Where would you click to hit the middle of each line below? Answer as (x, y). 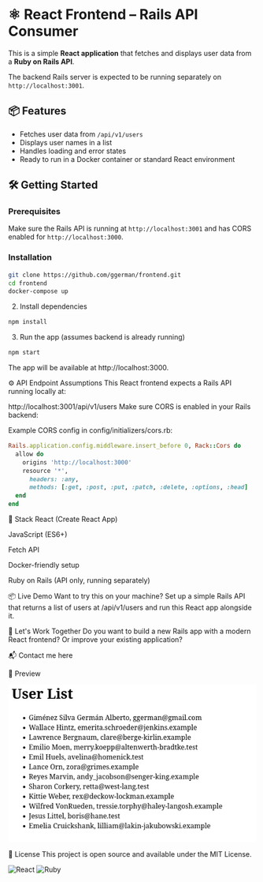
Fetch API (24, 550)
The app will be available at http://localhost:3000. (89, 368)
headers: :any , (54, 479)
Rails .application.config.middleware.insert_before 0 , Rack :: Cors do (125, 446)
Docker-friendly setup (44, 565)
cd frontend (28, 283)
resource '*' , (45, 471)
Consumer (43, 31)
